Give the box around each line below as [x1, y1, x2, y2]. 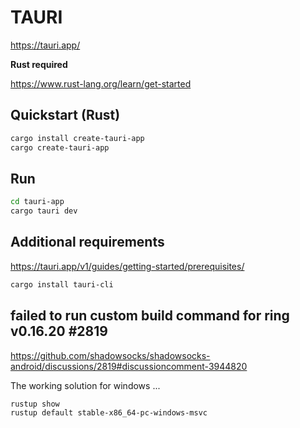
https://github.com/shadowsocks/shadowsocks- [10, 349, 211, 361]
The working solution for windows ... [10, 379, 161, 391]
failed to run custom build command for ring [10, 307, 290, 325]
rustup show [10, 399, 60, 409]
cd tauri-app [10, 197, 65, 207]
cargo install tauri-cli [10, 279, 114, 290]
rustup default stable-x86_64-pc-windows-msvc [10, 408, 208, 418]
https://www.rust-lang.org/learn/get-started [10, 77, 192, 90]
